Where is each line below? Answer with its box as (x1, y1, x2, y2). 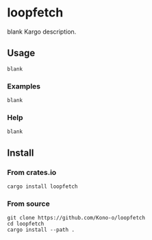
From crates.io (7, 167, 57, 177)
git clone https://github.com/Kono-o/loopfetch (7, 215, 146, 221)
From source (7, 199, 50, 208)
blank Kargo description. (7, 27, 77, 36)
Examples (7, 81, 41, 91)
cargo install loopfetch (7, 183, 78, 190)
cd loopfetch (7, 221, 45, 228)
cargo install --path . (7, 226, 75, 234)
